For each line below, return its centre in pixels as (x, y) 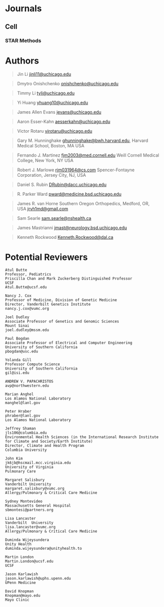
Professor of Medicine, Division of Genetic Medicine (61, 300)
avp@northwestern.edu (27, 386)
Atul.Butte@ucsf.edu (26, 287)
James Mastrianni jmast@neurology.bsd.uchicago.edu (72, 228)
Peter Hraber (18, 412)
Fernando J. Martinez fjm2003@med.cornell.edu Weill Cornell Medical (88, 155)
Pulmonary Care (21, 471)
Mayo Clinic (17, 600)
